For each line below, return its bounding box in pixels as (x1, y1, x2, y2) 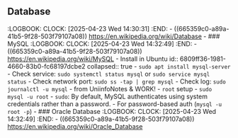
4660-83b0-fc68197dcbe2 (7, 62, 86, 70)
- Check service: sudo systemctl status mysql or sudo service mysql (7, 69, 210, 78)
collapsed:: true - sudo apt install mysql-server (87, 62, 231, 70)
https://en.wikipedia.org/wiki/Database (88, 32, 202, 40)
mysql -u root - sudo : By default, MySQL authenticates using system (7, 92, 208, 100)
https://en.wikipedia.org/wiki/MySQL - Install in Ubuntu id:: (7, 54, 178, 63)
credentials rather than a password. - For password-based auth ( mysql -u (7, 99, 222, 108)
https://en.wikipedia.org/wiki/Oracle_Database (7, 122, 143, 130)
